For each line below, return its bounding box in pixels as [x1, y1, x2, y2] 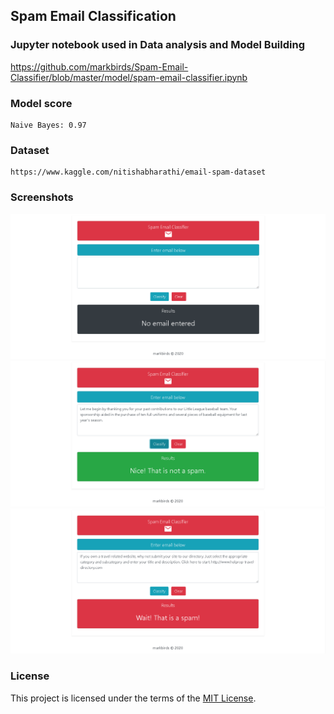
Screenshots [10, 190, 74, 204]
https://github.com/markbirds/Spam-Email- [10, 60, 189, 73]
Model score [10, 96, 73, 110]
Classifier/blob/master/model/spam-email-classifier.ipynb [10, 71, 248, 83]
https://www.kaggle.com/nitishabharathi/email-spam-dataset [10, 167, 267, 178]
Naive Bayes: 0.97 [10, 120, 87, 130]
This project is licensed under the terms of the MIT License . [10, 692, 257, 704]
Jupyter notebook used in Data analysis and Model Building [10, 38, 305, 52]
